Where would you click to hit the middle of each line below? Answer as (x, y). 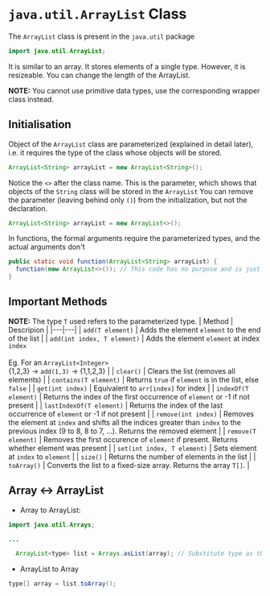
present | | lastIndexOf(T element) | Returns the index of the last (116, 405)
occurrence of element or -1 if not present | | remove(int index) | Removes (131, 414)
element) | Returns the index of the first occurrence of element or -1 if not (129, 396)
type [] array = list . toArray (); (62, 584)
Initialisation (40, 124)
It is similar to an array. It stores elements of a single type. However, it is (127, 66)
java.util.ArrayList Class (98, 14)
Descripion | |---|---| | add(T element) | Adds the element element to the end (135, 329)
